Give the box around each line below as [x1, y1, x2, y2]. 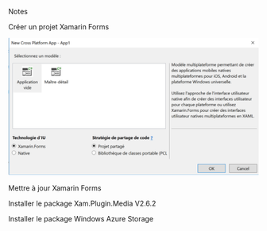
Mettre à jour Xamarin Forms [8, 183, 102, 193]
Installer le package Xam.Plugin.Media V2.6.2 [8, 198, 157, 208]
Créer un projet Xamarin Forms [8, 22, 110, 31]
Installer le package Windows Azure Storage [8, 214, 153, 223]
